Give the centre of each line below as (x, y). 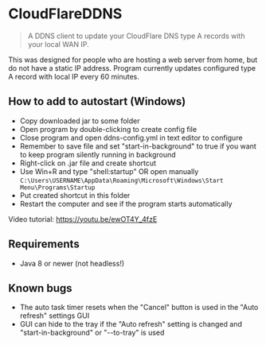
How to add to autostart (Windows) (97, 101)
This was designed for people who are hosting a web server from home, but (133, 60)
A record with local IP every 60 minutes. (74, 76)
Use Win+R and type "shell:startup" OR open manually (109, 171)
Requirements (44, 244)
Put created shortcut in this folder (75, 195)
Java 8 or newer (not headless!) (72, 263)
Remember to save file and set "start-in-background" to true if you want (138, 146)
